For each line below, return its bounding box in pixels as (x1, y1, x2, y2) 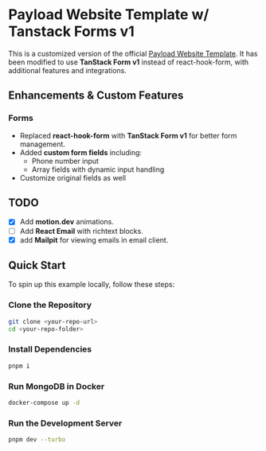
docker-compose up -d (8, 399, 80, 406)
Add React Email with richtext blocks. (19, 226, 143, 235)
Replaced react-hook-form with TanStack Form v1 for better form (19, 130, 237, 140)
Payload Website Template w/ (8, 6, 209, 24)
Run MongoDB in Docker (8, 380, 105, 391)
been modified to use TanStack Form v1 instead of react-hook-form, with (8, 57, 249, 67)
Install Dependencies (8, 344, 92, 355)
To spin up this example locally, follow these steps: (8, 280, 175, 290)
